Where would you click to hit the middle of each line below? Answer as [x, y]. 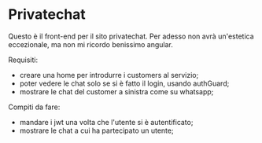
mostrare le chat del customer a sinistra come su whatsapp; [116, 91]
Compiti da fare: [34, 107]
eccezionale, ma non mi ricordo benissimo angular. [90, 44]
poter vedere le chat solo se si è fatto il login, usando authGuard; [124, 83]
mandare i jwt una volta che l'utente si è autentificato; [106, 122]
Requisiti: [23, 60]
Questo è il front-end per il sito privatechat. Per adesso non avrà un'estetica [131, 36]
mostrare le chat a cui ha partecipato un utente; [97, 130]
